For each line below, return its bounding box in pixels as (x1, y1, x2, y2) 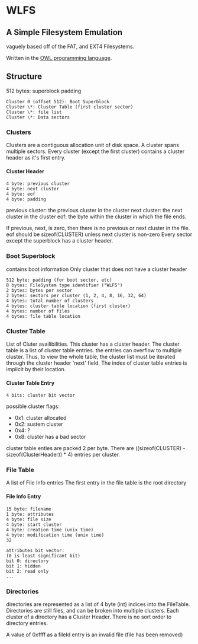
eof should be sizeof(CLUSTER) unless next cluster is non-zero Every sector (6, 231, 193, 238)
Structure (6, 72, 43, 82)
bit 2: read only (6, 568, 49, 574)
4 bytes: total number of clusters (6, 298, 94, 304)
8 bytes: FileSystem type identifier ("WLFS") (6, 282, 123, 288)
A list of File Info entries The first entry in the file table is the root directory (6, 479, 187, 486)
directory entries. (6, 619, 48, 626)
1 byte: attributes (6, 511, 54, 517)
